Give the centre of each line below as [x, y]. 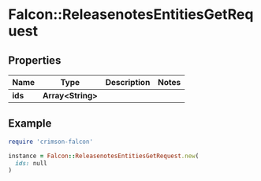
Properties [35, 60]
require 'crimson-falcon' [50, 142]
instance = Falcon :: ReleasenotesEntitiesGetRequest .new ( [104, 156]
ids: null [31, 163]
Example [30, 124]
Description [128, 82]
